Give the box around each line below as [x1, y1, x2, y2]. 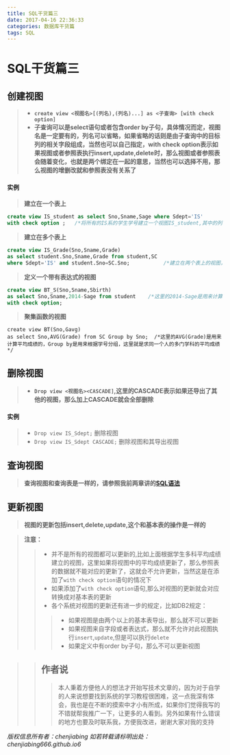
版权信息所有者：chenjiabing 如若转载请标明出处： [7, 732, 150, 741]
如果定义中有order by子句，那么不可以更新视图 [68, 642, 201, 650]
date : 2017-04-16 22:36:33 [7, 16, 84, 23]
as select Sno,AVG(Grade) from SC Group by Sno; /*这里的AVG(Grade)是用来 [7, 334, 222, 341]
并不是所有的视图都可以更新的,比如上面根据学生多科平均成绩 [51, 550, 221, 559]
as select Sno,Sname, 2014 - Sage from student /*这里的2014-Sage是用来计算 [7, 293, 223, 300]
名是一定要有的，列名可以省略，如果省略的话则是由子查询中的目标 [34, 132, 220, 140]
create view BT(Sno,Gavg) [7, 326, 81, 333]
